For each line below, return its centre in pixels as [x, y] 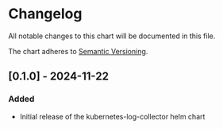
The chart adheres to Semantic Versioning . [78, 51]
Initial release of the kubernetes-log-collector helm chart [112, 116]
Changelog [45, 14]
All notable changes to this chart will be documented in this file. [112, 36]
